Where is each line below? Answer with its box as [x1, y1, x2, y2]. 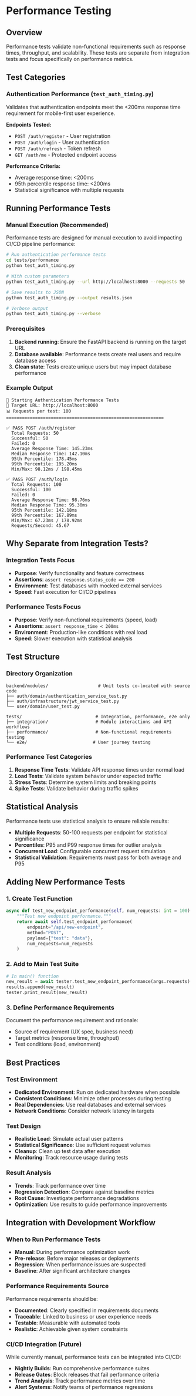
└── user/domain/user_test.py [6, 703, 80, 709]
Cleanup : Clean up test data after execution [14, 1148, 121, 1155]
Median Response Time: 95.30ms [11, 502, 88, 508]
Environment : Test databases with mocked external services [14, 582, 163, 589]
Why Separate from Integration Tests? [6, 539, 148, 549]
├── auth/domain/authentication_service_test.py [6, 693, 127, 699]
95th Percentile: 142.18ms [11, 507, 77, 513]
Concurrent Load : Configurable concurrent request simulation [14, 847, 165, 854]
